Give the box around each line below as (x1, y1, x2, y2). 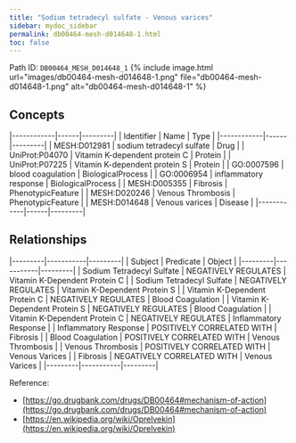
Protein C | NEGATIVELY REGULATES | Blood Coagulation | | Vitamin (9, 293, 260, 304)
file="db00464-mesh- (179, 72, 263, 83)
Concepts (9, 107, 65, 122)
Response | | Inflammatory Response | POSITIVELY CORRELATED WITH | (9, 322, 277, 332)
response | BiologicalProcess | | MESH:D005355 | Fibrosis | (9, 178, 228, 189)
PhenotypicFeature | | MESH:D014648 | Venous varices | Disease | (9, 197, 254, 208)
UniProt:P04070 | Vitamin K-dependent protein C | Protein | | (9, 150, 232, 160)
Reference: (9, 377, 50, 388)
